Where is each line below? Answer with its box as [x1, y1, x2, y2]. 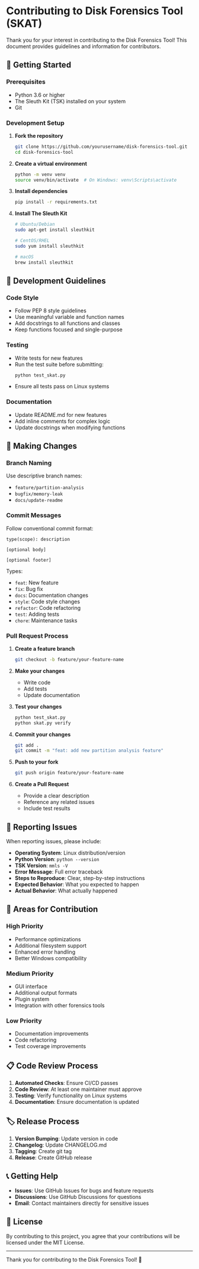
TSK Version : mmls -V [14, 862, 68, 869]
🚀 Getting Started [6, 60, 72, 70]
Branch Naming [6, 459, 52, 467]
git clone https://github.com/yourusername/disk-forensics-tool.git [14, 144, 188, 150]
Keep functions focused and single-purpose [14, 326, 123, 333]
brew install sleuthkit [14, 260, 74, 265]
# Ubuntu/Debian [14, 221, 55, 227]
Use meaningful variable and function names [14, 314, 124, 321]
